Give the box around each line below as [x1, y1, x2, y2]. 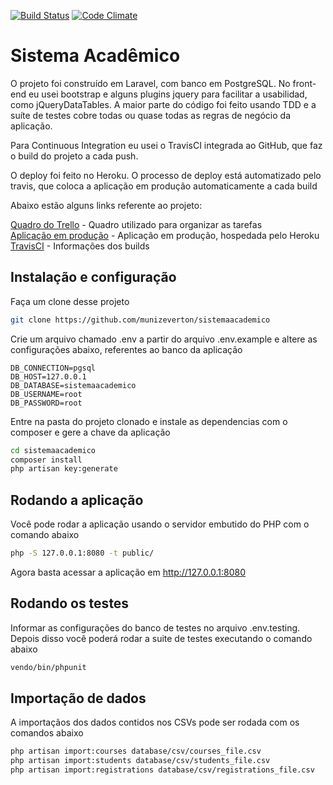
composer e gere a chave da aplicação [10, 426, 171, 438]
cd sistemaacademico [10, 445, 97, 455]
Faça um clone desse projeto [10, 295, 130, 307]
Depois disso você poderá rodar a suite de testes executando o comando [10, 632, 313, 644]
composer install [10, 455, 83, 465]
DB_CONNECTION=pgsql [10, 363, 97, 373]
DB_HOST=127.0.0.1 [10, 371, 87, 382]
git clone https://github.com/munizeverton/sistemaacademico [10, 315, 271, 325]
